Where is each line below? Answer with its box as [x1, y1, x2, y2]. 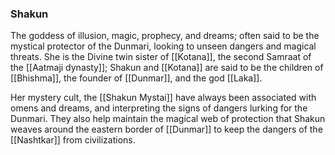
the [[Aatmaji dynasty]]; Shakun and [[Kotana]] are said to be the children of [10, 62, 324, 74]
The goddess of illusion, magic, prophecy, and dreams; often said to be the [10, 30, 320, 42]
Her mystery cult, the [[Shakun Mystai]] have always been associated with [10, 92, 317, 104]
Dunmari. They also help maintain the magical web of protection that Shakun [10, 113, 326, 125]
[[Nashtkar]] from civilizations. [10, 134, 136, 146]
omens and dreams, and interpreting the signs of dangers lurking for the [10, 102, 308, 114]
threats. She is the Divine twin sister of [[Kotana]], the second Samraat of [10, 51, 312, 63]
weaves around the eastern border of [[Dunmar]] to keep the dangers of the [10, 123, 323, 136]
